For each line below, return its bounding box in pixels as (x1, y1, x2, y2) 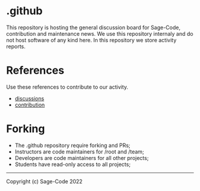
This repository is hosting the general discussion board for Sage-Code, (6, 24, 180, 31)
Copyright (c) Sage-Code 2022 (6, 177, 83, 185)
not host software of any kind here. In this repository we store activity (6, 36, 177, 43)
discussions (14, 95, 45, 102)
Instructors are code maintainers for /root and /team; (14, 148, 145, 155)
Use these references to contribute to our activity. (6, 83, 129, 90)
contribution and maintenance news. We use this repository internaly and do (6, 30, 193, 37)
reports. (6, 43, 26, 50)
